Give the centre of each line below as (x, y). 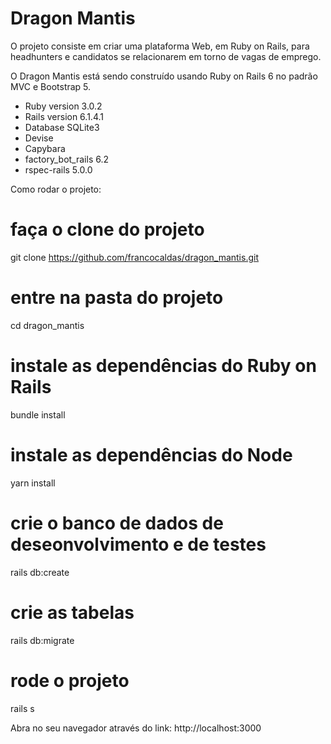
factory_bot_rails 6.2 (66, 159)
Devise (39, 138)
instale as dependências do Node (151, 454)
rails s (22, 708)
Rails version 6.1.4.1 (64, 116)
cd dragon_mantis (47, 325)
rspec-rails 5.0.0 (58, 169)
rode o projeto (70, 680)
